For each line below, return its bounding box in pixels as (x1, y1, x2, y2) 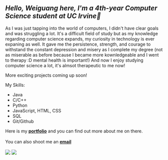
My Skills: (5, 82, 25, 88)
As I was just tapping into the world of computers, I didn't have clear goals (5, 25, 159, 31)
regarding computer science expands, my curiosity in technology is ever (5, 36, 155, 42)
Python (12, 102, 28, 108)
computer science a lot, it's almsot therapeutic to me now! (5, 62, 125, 68)
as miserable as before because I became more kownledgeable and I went (5, 52, 159, 58)
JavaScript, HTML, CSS (12, 107, 62, 113)
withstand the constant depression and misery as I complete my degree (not (5, 46, 163, 52)
